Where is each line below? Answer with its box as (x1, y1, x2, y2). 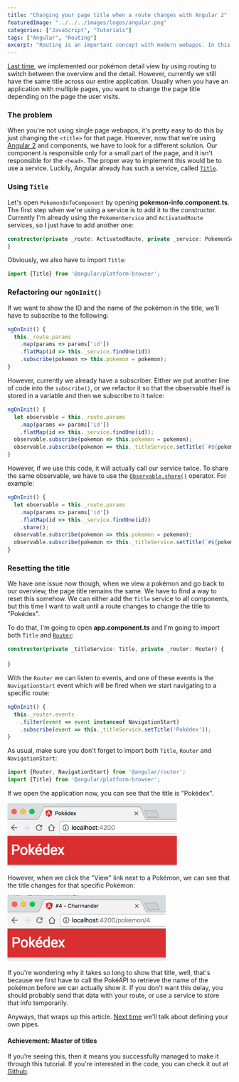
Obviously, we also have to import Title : (7, 256, 127, 264)
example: (7, 479, 34, 488)
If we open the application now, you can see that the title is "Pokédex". (7, 789, 214, 798)
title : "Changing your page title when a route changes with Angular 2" (7, 11, 228, 19)
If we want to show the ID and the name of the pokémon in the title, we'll (7, 303, 219, 312)
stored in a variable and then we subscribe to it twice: (7, 391, 165, 400)
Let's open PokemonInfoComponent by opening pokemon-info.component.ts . (7, 198, 230, 207)
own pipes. (7, 1020, 40, 1029)
